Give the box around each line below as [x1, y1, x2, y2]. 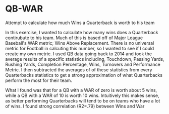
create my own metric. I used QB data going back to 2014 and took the [5, 51, 152, 57]
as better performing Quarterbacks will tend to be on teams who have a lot [5, 97, 160, 103]
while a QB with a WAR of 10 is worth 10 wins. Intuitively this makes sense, [5, 92, 160, 98]
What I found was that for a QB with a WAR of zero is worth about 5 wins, [5, 87, 157, 93]
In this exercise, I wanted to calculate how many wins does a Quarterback [5, 29, 158, 35]
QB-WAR [5, 3, 43, 15]
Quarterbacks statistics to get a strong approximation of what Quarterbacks [5, 72, 163, 78]
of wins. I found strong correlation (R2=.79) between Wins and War [5, 103, 145, 109]
